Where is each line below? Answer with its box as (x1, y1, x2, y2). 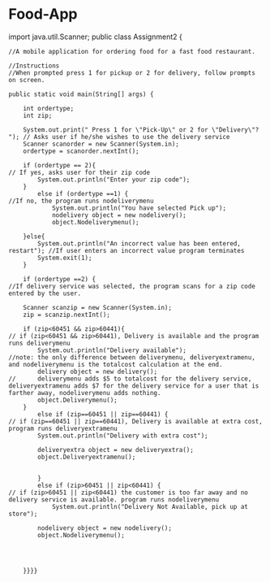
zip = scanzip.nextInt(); (23, 311, 111, 319)
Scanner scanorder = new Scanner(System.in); (23, 140, 180, 148)
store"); (8, 510, 38, 518)
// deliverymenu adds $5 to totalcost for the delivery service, (8, 375, 252, 383)
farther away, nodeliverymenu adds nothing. (8, 389, 161, 397)
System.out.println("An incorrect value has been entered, (37, 239, 242, 248)
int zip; (23, 111, 53, 119)
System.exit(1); (37, 254, 92, 262)
